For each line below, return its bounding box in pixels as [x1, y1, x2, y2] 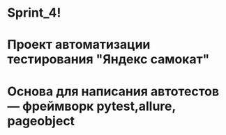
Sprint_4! [7, 5, 61, 21]
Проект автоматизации [7, 37, 151, 53]
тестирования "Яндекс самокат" [7, 51, 210, 67]
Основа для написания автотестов [7, 84, 220, 99]
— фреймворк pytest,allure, [7, 98, 176, 114]
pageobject [7, 113, 75, 129]
